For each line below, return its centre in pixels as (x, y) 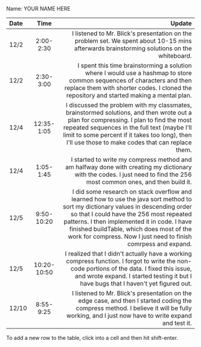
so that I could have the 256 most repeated (131, 214)
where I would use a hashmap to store (138, 73)
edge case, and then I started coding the (135, 301)
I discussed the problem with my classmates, (129, 105)
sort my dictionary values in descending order (127, 207)
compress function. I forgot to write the (121, 261)
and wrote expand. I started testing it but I (133, 276)
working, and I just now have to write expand (129, 316)
